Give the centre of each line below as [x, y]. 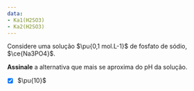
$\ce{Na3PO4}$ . [31, 53]
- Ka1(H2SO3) [26, 20]
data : [15, 14]
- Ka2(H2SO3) [26, 26]
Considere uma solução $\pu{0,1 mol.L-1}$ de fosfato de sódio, [97, 47]
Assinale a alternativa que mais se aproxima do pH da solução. [97, 67]
